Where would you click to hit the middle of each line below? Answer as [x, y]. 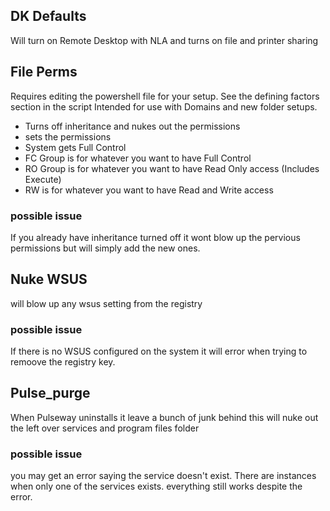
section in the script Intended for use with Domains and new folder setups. [164, 106]
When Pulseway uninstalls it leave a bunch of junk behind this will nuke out [164, 417]
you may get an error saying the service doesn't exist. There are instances [163, 476]
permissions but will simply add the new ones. [105, 248]
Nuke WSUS [49, 279]
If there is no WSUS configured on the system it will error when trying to [159, 351]
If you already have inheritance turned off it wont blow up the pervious [155, 237]
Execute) [43, 179]
